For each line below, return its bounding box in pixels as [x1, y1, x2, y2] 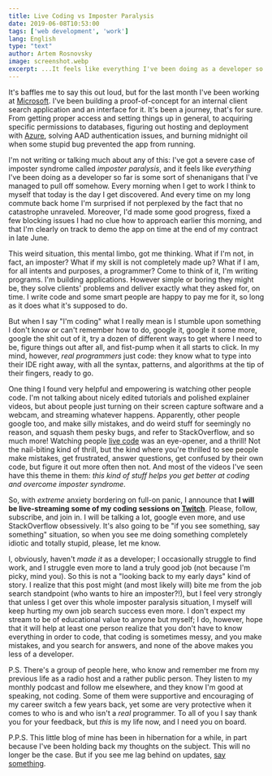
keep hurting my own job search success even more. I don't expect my [8, 606, 246, 616]
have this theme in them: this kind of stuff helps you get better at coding [8, 470, 250, 480]
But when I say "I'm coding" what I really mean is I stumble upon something [8, 316, 261, 326]
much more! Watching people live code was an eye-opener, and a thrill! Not [8, 436, 261, 445]
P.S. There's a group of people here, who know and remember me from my [8, 664, 260, 674]
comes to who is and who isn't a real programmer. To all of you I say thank [8, 708, 257, 717]
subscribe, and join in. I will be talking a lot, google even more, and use [8, 512, 246, 522]
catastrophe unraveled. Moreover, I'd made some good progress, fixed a [8, 207, 251, 217]
